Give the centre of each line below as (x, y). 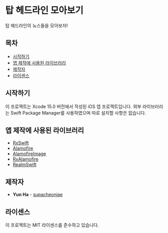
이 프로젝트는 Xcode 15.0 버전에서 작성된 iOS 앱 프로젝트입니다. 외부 (73, 106)
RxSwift (21, 143)
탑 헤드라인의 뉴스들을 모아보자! (37, 25)
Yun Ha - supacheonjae (37, 195)
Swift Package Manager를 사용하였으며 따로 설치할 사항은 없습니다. (78, 113)
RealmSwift (24, 165)
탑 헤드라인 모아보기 (45, 10)
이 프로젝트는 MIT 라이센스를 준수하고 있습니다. (52, 225)
